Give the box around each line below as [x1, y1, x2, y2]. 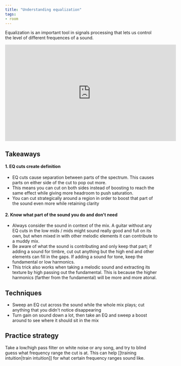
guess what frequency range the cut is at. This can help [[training [5, 350, 137, 356]
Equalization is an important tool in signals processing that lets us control [5, 30, 152, 36]
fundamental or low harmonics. [12, 259, 75, 265]
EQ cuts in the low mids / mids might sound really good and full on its [12, 228, 151, 234]
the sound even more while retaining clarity [12, 200, 100, 206]
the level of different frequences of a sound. [5, 35, 94, 41]
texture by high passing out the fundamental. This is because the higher [12, 269, 157, 275]
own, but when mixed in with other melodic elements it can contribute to [12, 233, 158, 239]
